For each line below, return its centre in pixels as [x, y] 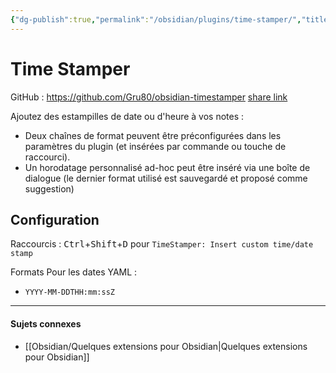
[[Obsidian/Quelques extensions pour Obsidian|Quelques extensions [166, 346]
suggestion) [49, 188]
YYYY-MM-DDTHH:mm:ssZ [69, 292]
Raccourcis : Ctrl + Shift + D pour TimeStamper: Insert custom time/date [162, 244]
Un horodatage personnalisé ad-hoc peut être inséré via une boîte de [167, 167]
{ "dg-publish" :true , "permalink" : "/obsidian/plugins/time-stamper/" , [156, 19]
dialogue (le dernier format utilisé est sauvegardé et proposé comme [166, 178]
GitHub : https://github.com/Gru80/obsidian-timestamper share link [149, 97]
